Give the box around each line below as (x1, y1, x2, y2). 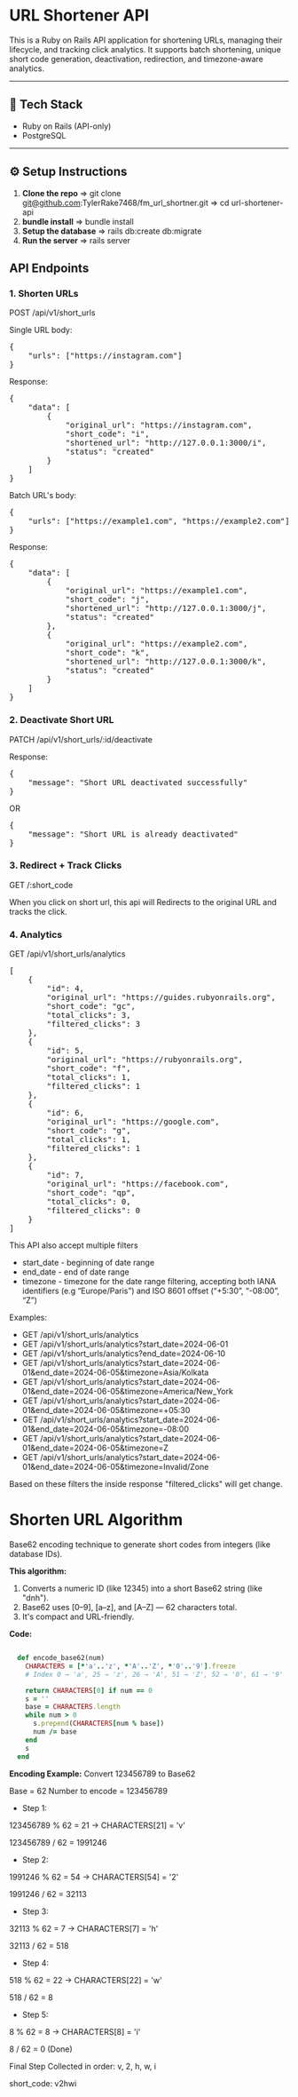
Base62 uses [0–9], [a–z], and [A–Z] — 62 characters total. (21, 1602, 238, 1613)
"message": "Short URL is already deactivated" (27, 829, 239, 839)
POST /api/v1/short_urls (9, 307, 96, 318)
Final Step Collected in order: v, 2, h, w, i (9, 2061, 157, 2071)
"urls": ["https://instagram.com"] (27, 351, 183, 361)
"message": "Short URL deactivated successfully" (27, 777, 248, 787)
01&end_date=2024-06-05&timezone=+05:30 (21, 1405, 191, 1416)
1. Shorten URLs (9, 287, 79, 299)
